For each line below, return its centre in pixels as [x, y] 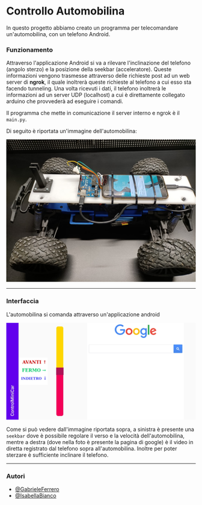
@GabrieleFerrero [37, 489]
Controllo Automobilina [66, 11]
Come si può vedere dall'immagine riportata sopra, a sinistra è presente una [100, 429]
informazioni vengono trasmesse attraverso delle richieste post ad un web [98, 76]
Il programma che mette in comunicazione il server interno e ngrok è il [93, 113]
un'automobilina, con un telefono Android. [58, 34]
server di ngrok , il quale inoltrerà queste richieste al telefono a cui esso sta [99, 82]
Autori [16, 476]
